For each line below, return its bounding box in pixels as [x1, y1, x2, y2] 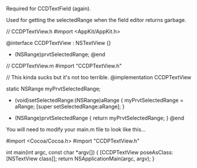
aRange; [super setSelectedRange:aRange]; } [14, 103, 125, 110]
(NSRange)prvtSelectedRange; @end [14, 51, 106, 58]
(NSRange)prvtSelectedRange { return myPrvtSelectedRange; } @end [14, 115, 185, 121]
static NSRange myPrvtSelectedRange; [6, 85, 101, 92]
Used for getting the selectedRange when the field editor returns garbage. [6, 17, 187, 23]
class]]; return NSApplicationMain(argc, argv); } [39, 155, 155, 162]
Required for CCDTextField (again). [6, 5, 91, 12]
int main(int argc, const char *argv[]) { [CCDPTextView [6, 149, 139, 156]
